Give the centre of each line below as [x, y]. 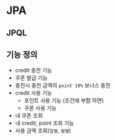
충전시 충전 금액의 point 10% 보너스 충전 [63, 86]
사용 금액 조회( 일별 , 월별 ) [43, 131]
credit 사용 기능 [34, 93]
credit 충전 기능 [34, 71]
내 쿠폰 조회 [29, 116]
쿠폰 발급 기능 [31, 78]
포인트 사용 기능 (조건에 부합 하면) [64, 101]
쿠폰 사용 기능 [40, 108]
